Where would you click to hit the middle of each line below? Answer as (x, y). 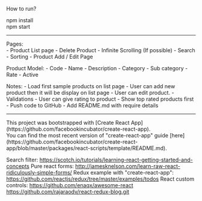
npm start (18, 27)
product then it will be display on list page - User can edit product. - (90, 93)
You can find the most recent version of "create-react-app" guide (87, 135)
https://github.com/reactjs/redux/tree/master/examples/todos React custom (100, 179)
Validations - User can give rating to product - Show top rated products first (100, 99)
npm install (20, 20)
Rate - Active (23, 75)
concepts (18, 166)
